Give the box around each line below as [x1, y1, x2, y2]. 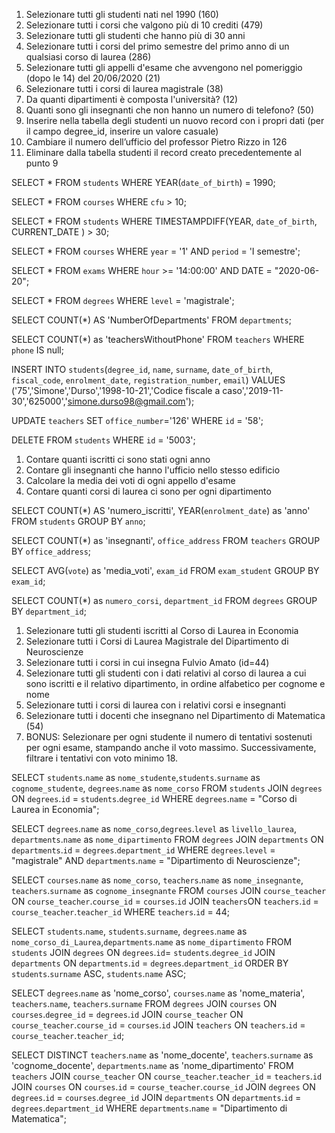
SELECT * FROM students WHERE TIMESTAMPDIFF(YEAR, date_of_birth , [11, 215, 318, 227]
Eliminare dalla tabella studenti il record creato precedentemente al [25, 147, 302, 158]
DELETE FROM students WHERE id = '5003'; [11, 434, 196, 446]
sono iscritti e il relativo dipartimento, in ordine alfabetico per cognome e [25, 678, 326, 689]
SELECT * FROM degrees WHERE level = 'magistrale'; [11, 295, 235, 306]
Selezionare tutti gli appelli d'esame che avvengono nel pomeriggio [25, 62, 303, 73]
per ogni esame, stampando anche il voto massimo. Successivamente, [25, 742, 317, 753]
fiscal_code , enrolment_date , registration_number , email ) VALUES [11, 374, 286, 386]
